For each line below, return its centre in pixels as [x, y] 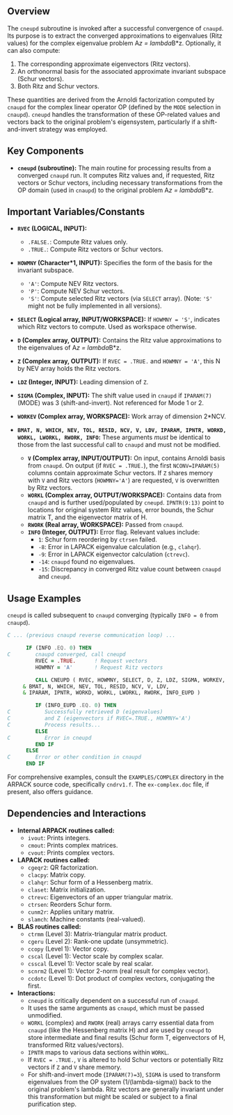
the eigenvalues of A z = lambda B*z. [69, 348]
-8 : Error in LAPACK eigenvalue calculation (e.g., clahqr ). [120, 547]
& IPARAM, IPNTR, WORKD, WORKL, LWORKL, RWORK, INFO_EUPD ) [111, 693]
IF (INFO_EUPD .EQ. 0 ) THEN [76, 706]
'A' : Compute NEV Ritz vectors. [73, 284]
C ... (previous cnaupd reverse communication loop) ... [91, 635]
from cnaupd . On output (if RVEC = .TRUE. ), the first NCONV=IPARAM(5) [124, 466]
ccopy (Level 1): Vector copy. [68, 949]
